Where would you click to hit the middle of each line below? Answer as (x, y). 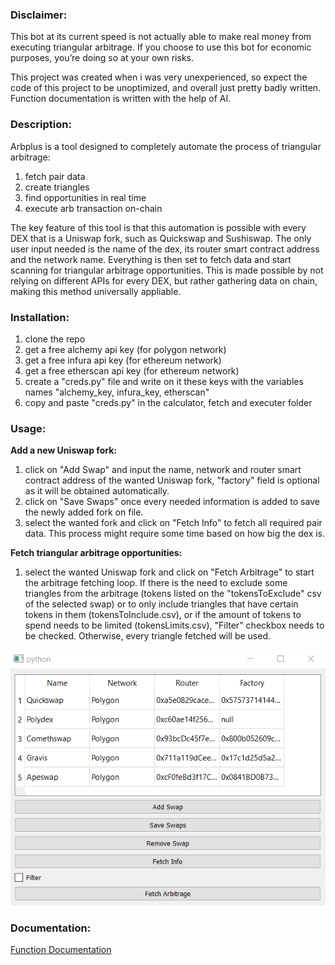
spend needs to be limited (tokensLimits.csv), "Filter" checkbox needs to (174, 625)
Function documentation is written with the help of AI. (121, 99)
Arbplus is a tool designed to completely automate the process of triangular (166, 146)
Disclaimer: (39, 15)
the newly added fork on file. (84, 512)
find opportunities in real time (85, 197)
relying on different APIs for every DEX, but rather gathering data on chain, (164, 280)
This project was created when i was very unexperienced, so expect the (159, 77)
